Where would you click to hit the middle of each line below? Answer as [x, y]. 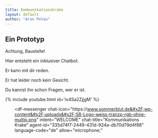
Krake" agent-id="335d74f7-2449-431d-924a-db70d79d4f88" [79, 125]
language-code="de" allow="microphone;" [59, 131]
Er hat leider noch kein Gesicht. [37, 80]
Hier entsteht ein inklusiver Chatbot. [42, 61]
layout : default [22, 14]
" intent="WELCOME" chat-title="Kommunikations [88, 120]
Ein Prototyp [25, 39]
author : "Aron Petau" [28, 19]
